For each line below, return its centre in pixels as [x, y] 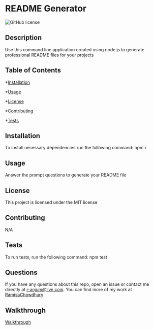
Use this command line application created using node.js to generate [75, 49]
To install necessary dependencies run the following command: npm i [76, 148]
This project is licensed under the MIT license [51, 202]
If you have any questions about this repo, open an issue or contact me [77, 284]
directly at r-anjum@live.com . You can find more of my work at [69, 290]
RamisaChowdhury [24, 295]
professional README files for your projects [49, 55]
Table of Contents [33, 70]
